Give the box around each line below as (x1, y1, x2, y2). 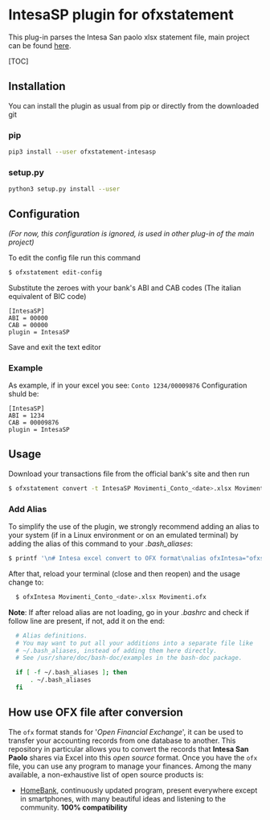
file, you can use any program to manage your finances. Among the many (8, 761, 252, 771)
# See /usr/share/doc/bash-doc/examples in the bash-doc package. (15, 654, 243, 662)
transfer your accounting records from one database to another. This (8, 736, 236, 745)
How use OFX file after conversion (8, 706, 183, 720)
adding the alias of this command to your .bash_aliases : (8, 539, 193, 548)
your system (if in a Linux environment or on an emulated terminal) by (8, 531, 239, 540)
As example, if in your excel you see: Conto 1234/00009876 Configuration (8, 380, 247, 391)
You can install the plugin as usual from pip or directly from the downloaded (8, 100, 260, 110)
